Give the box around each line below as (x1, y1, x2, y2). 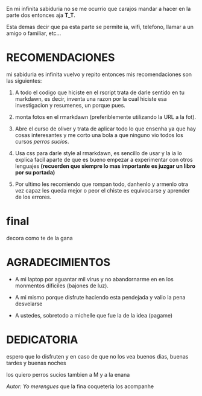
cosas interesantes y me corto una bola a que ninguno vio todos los (14, 131, 184, 138)
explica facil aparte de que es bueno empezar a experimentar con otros (14, 156, 193, 163)
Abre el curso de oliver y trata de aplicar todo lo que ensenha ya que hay (14, 125, 196, 132)
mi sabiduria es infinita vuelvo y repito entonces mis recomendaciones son (6, 71, 192, 78)
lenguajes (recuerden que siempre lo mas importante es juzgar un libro (14, 162, 196, 170)
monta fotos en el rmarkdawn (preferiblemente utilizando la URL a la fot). (14, 113, 197, 120)
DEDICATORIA (6, 333, 78, 346)
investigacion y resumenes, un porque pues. (14, 101, 125, 109)
